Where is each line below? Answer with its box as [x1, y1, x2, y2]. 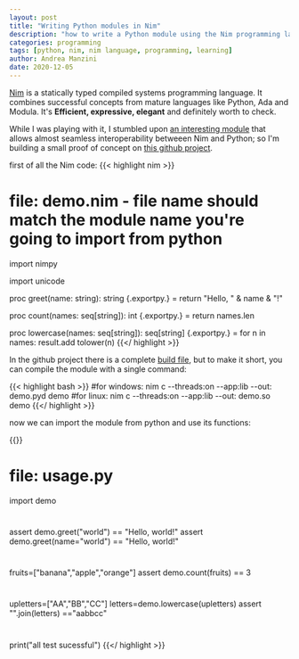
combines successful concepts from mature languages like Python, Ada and [9, 96, 289, 107]
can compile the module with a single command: [9, 363, 187, 375]
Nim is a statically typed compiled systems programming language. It [9, 86, 263, 98]
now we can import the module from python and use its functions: [9, 416, 251, 428]
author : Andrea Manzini [9, 54, 98, 63]
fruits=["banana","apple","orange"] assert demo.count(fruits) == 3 [9, 567, 252, 578]
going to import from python [9, 229, 222, 250]
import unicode [9, 276, 65, 286]
